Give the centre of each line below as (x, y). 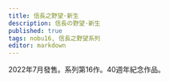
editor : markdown (37, 46)
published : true (35, 31)
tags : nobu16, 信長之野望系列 (54, 38)
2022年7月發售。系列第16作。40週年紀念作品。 (87, 70)
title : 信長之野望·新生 (44, 16)
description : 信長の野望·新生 (54, 23)
